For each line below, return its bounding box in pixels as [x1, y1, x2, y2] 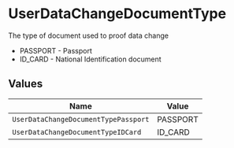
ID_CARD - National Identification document [19, 54, 162, 64]
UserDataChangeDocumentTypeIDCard [12, 128, 142, 136]
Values [8, 77, 43, 91]
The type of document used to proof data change [8, 31, 169, 40]
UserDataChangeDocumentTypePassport [12, 115, 150, 124]
